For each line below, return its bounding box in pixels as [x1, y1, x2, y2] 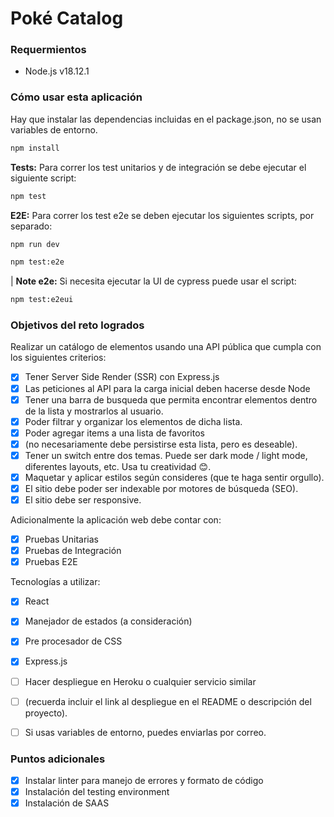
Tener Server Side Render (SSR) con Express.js [24, 371, 220, 383]
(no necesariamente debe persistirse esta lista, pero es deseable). [24, 438, 298, 450]
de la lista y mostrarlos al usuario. [24, 405, 164, 417]
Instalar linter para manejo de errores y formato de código [24, 775, 264, 786]
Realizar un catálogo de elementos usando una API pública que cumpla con [10, 341, 322, 353]
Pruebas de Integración [24, 545, 122, 557]
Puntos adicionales [10, 752, 106, 766]
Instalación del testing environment [24, 786, 170, 798]
